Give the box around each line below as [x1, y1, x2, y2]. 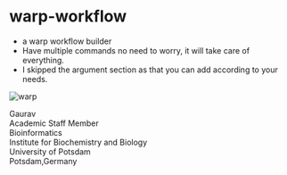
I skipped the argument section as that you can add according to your [21, 64, 278, 75]
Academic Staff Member [9, 118, 100, 129]
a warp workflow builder [21, 36, 112, 46]
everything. [21, 54, 65, 65]
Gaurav [9, 108, 37, 119]
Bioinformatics [9, 127, 62, 137]
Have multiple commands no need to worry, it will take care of [21, 45, 250, 55]
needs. [21, 73, 48, 84]
